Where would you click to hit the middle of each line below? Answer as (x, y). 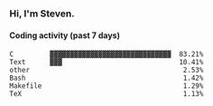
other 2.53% (106, 71)
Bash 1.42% (106, 78)
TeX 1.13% (106, 94)
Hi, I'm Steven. (42, 14)
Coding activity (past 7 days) (65, 35)
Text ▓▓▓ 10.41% (106, 63)
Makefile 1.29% (106, 86)
